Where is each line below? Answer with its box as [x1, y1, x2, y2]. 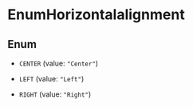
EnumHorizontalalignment [7, 6, 185, 24]
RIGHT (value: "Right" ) [18, 89, 92, 99]
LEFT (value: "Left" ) [18, 74, 85, 83]
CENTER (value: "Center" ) [18, 58, 99, 68]
